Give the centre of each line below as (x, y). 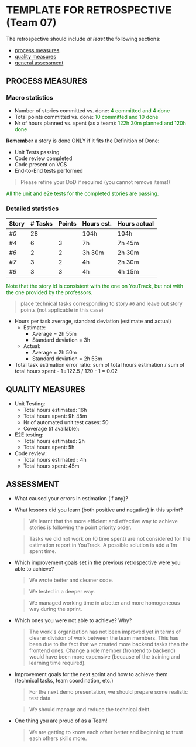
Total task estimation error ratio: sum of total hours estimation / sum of (99, 364)
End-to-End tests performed (49, 170)
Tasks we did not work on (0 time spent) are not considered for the (110, 538)
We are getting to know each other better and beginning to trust (106, 732)
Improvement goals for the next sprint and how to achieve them (91, 674)
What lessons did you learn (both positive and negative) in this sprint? (99, 510)
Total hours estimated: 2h (54, 441)
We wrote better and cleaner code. (71, 580)
